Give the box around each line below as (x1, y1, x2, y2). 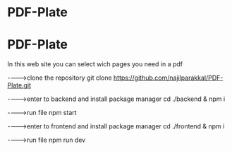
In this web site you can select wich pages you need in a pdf (7, 60, 183, 68)
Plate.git (7, 81, 32, 90)
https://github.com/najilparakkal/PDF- (113, 73, 224, 82)
